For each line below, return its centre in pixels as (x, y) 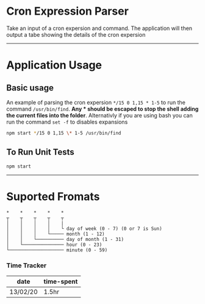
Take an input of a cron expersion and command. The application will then (99, 28)
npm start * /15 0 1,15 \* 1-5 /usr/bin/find (64, 133)
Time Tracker (27, 265)
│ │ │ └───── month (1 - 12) (56, 234)
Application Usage (54, 65)
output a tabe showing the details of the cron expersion (76, 34)
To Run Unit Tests (40, 152)
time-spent (61, 281)
